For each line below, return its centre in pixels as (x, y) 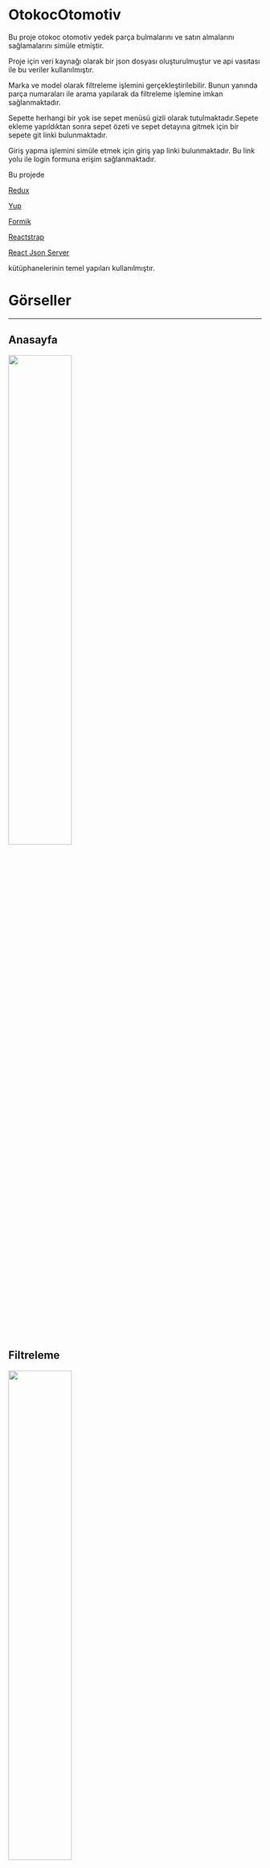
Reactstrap (27, 237)
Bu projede (27, 174)
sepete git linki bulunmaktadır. (58, 135)
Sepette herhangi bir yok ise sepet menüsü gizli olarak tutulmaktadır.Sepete (133, 117)
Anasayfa (33, 340)
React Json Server (39, 252)
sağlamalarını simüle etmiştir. (56, 45)
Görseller (40, 301)
